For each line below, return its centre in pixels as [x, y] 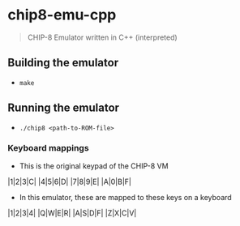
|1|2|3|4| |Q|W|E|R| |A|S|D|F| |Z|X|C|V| [72, 213]
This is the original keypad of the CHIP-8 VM [94, 166]
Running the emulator [63, 108]
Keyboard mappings [49, 148]
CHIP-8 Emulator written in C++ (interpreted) [102, 37]
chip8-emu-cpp [62, 15]
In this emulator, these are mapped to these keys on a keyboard [125, 197]
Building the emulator [63, 63]
